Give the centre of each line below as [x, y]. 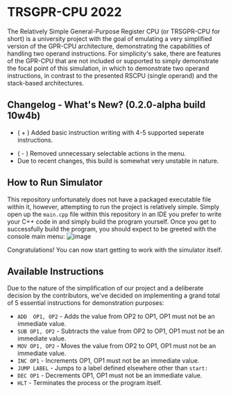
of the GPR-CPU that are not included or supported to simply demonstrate [113, 60]
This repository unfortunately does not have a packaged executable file [109, 199]
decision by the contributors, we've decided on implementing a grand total [114, 295]
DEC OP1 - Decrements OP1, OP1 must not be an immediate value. [110, 375]
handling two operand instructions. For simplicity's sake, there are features [114, 54]
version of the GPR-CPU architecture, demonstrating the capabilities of [109, 46]
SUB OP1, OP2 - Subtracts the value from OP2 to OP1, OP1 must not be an [121, 331]
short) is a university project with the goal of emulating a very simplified [110, 38]
